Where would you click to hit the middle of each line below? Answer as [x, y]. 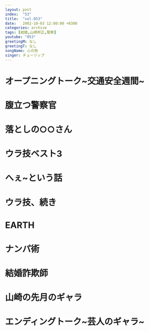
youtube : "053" [21, 37]
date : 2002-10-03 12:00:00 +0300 [41, 23]
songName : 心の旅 [21, 51]
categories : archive [26, 28]
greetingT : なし [21, 46]
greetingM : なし [21, 42]
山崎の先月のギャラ [44, 298]
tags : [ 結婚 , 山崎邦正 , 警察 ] [31, 32]
